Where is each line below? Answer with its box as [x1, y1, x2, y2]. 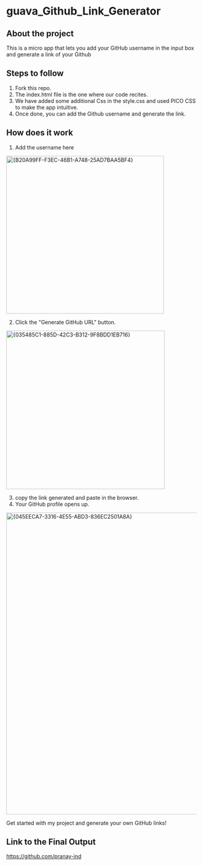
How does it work [6, 128, 74, 138]
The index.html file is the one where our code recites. [14, 91, 148, 98]
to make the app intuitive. [14, 103, 79, 111]
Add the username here [14, 143, 74, 151]
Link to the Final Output [6, 837, 96, 847]
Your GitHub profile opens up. [14, 500, 89, 508]
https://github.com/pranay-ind [6, 853, 82, 860]
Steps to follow [6, 68, 64, 79]
